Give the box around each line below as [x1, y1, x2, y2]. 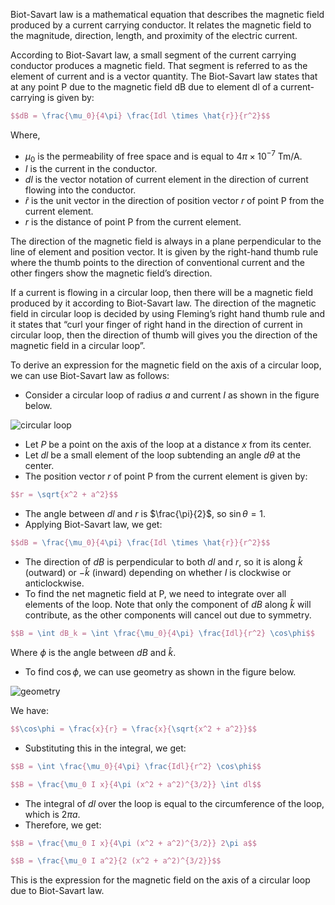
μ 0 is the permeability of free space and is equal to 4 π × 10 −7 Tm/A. [24, 148, 303, 164]
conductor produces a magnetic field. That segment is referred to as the [10, 60, 308, 71]
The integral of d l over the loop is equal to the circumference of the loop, [24, 797, 325, 809]
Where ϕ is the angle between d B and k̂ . [10, 646, 177, 658]
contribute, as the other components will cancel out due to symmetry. [24, 609, 312, 621]
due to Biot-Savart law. [10, 885, 105, 897]
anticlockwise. [24, 577, 85, 589]
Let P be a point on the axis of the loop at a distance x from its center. [24, 439, 312, 451]
